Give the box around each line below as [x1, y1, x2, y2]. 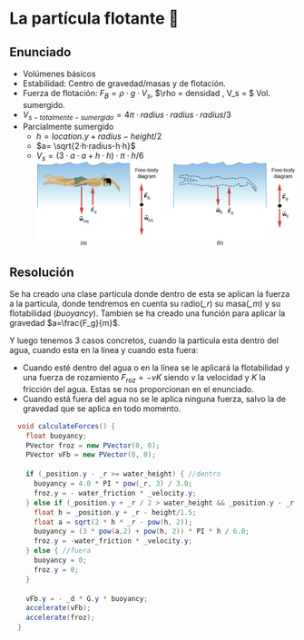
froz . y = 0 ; [33, 565, 79, 575]
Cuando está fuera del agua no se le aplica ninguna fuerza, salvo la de [22, 393, 287, 404]
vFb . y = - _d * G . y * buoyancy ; [25, 594, 148, 603]
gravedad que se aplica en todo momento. [22, 403, 181, 414]
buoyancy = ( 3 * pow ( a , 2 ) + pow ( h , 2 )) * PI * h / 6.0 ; [33, 527, 250, 537]
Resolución [9, 264, 74, 280]
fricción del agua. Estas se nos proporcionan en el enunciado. [22, 383, 254, 394]
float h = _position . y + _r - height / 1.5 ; [33, 507, 197, 517]
